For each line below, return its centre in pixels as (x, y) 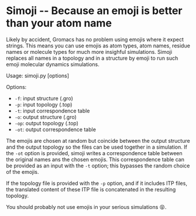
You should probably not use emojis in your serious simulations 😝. (86, 207)
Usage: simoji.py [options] (37, 76)
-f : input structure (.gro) (44, 98)
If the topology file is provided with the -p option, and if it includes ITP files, (97, 183)
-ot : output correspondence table (55, 129)
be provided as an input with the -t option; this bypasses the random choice (98, 166)
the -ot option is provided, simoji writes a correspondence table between (94, 153)
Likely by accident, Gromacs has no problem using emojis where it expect (95, 39)
